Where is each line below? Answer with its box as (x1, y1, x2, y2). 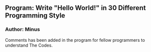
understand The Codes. (5, 42, 53, 48)
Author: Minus (5, 26, 40, 33)
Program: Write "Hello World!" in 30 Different (5, 4, 146, 12)
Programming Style (5, 12, 65, 20)
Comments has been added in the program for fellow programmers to (5, 37, 145, 43)
